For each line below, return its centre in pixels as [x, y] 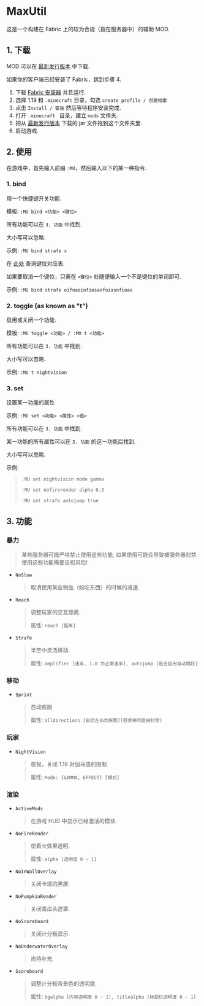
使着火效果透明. [50, 846]
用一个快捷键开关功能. [34, 198]
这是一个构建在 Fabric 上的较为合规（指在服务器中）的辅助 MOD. [88, 29]
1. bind [16, 184]
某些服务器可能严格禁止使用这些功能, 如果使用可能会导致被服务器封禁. [109, 555]
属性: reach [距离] [53, 625]
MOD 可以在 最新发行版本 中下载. [48, 66]
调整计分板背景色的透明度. [63, 984]
